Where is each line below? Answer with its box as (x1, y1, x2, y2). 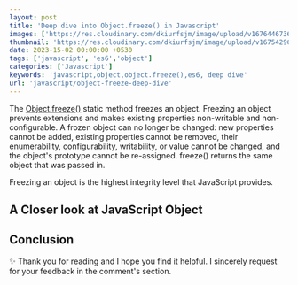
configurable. (9, 121, 59, 133)
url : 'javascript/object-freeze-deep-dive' (9, 79, 173, 88)
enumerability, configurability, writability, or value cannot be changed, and (9, 141, 281, 151)
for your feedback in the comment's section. (9, 266, 171, 276)
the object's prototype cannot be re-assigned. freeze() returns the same (9, 150, 273, 160)
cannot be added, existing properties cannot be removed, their (9, 131, 239, 142)
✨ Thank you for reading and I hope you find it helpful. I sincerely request (9, 256, 278, 266)
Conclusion (9, 232, 74, 248)
